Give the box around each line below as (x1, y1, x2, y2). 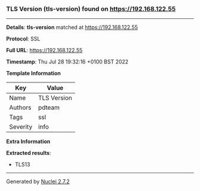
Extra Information (6, 138, 51, 145)
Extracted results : (6, 149, 52, 157)
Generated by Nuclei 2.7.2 (6, 178, 70, 185)
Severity (9, 123, 33, 131)
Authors (9, 103, 32, 112)
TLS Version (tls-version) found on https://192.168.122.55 (6, 5, 176, 13)
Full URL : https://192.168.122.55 (6, 47, 83, 54)
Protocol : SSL (6, 35, 40, 43)
